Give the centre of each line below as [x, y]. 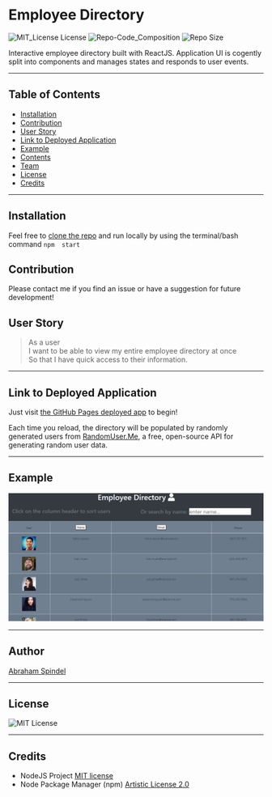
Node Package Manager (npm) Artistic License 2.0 [104, 784]
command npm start [45, 244]
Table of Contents [55, 95]
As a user [44, 342]
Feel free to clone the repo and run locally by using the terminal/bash [123, 235]
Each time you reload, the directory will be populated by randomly [118, 428]
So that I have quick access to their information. [108, 360]
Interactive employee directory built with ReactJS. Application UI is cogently [135, 53]
